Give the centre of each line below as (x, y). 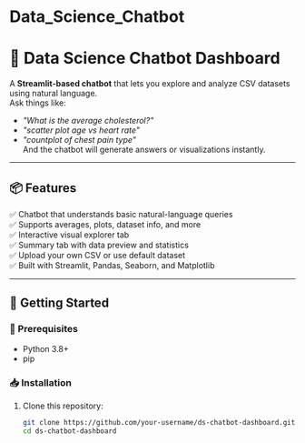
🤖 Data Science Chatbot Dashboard (145, 59)
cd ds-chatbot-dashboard (69, 431)
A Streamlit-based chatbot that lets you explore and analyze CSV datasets (150, 84)
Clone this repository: (63, 406)
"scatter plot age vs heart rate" (81, 130)
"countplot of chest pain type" (79, 140)
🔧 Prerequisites (44, 329)
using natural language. (54, 94)
